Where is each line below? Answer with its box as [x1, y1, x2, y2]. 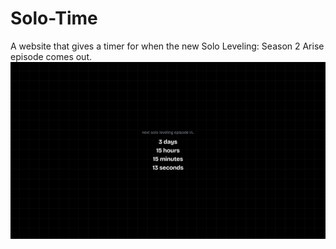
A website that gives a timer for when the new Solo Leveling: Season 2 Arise [10, 40, 325, 52]
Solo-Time [10, 7, 98, 30]
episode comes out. [10, 50, 93, 62]
